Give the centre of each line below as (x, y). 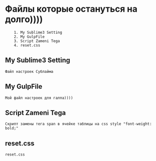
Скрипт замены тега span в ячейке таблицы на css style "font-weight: (78, 124)
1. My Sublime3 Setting (38, 32)
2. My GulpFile (29, 37)
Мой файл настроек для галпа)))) (39, 98)
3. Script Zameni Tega (37, 41)
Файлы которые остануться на (71, 9)
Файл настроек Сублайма (29, 71)
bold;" (12, 128)
